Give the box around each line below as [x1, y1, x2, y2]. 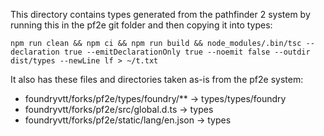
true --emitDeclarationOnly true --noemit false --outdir [63, 47, 311, 57]
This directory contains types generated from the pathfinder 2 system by [10, 9, 311, 20]
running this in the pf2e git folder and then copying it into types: [10, 19, 273, 31]
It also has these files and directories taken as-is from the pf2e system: [10, 74, 304, 85]
